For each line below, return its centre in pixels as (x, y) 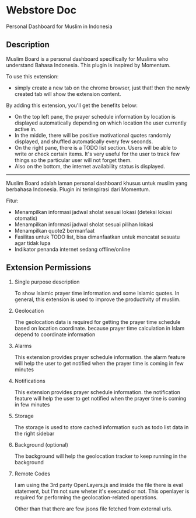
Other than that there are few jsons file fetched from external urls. (94, 509)
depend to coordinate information (55, 334)
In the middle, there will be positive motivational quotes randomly (93, 135)
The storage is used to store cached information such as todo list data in (101, 427)
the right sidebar (34, 433)
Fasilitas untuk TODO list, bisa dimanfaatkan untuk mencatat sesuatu (97, 237)
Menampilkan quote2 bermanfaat (55, 230)
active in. (25, 129)
